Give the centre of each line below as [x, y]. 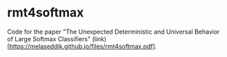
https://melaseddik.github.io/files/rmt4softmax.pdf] [82, 46]
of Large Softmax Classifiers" [49, 38]
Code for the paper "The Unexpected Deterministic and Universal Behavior [113, 32]
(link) [99, 38]
